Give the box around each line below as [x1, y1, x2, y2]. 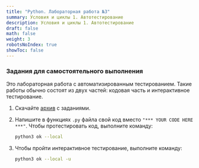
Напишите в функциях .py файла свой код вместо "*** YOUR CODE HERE [14, 116, 194, 123]
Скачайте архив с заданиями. [14, 104, 91, 112]
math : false [6, 31, 36, 37]
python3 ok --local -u [14, 156, 71, 162]
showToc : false [6, 47, 44, 53]
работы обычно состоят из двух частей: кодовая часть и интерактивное [6, 87, 190, 94]
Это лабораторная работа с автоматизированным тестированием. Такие [6, 81, 192, 88]
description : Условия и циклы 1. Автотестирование [6, 20, 134, 26]
